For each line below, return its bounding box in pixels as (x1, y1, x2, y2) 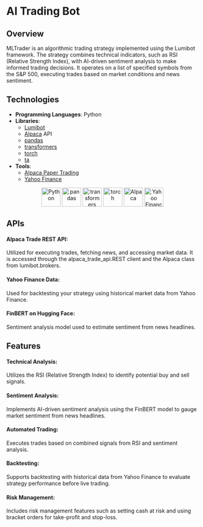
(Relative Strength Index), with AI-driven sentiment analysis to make (6, 58, 177, 65)
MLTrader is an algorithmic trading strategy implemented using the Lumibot (6, 44, 196, 52)
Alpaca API (24, 130, 52, 138)
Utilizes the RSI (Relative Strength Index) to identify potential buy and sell (6, 371, 190, 379)
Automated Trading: (6, 426, 59, 433)
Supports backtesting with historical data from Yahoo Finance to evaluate (6, 473, 191, 481)
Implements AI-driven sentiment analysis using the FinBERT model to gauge (6, 405, 197, 413)
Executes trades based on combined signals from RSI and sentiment (6, 439, 178, 447)
